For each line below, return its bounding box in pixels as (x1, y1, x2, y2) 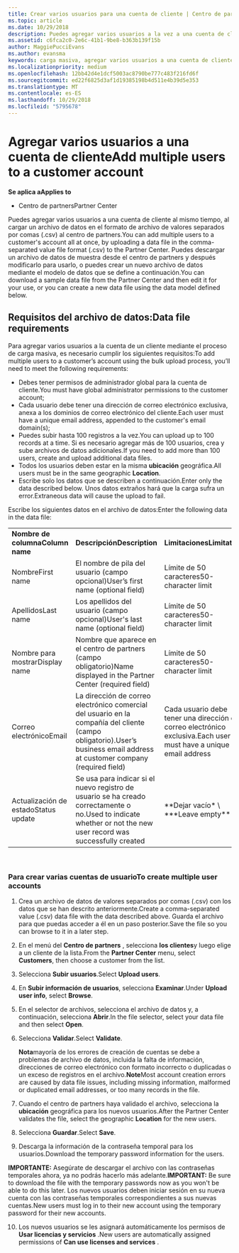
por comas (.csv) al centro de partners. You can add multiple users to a (8, 230, 215, 238)
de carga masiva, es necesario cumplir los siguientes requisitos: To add (8, 349, 215, 357)
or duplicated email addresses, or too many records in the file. (18, 1085, 201, 1094)
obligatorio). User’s (74, 735, 138, 745)
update (11, 813, 35, 823)
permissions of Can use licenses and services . (18, 1237, 159, 1246)
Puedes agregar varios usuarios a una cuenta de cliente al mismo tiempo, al (8, 215, 230, 224)
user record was (74, 827, 130, 837)
